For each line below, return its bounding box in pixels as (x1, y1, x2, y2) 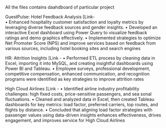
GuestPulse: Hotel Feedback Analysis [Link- (5, 14, 95, 19)
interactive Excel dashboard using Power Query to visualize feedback (5, 30, 148, 35)
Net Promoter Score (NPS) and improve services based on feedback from (5, 40, 156, 46)
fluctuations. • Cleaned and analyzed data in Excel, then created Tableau (5, 96, 155, 102)
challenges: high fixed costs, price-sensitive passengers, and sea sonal (5, 91, 152, 97)
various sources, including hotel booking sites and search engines (5, 46, 141, 51)
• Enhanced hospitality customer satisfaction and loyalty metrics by (5, 19, 144, 25)
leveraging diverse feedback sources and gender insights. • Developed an (5, 24, 158, 30)
